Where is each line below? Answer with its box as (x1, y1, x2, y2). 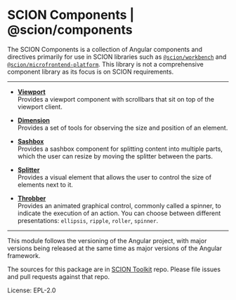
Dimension (17, 116, 51, 124)
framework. (7, 251, 41, 259)
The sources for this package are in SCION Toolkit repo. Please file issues (7, 265, 221, 273)
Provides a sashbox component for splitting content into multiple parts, (17, 144, 223, 153)
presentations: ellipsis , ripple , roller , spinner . (17, 216, 159, 224)
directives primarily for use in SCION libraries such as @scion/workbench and (7, 53, 227, 61)
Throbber (17, 193, 46, 203)
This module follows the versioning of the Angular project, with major (7, 236, 207, 245)
